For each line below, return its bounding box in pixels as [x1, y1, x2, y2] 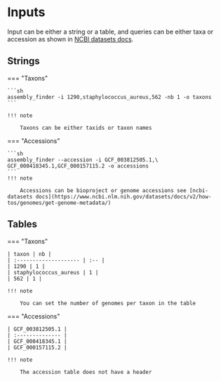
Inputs [7, 4, 46, 20]
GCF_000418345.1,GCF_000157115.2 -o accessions [7, 162, 149, 169]
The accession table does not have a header [20, 368, 152, 375]
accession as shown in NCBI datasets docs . [7, 34, 134, 43]
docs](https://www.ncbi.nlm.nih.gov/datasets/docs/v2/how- [35, 193, 212, 200]
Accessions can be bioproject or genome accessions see [20, 187, 187, 194]
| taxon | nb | [7, 250, 52, 258]
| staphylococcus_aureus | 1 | [7, 269, 99, 276]
